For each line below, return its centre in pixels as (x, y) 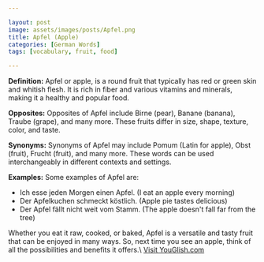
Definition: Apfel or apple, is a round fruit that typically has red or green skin (132, 81)
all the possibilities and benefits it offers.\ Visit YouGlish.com (106, 250)
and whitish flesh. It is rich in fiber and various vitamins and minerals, (120, 90)
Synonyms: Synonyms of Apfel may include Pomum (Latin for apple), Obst (129, 145)
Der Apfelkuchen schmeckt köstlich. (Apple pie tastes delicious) (123, 201)
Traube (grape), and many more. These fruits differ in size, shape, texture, (128, 122)
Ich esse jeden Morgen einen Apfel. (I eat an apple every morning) (127, 193)
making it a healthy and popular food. (69, 98)
